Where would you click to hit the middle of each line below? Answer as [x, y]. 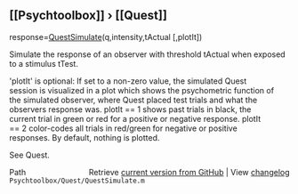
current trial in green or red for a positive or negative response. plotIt [135, 118]
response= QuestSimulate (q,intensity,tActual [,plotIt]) [106, 36]
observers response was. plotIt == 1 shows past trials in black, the [130, 109]
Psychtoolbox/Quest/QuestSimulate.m [77, 181]
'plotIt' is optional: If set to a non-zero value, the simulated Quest [128, 81]
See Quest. [30, 155]
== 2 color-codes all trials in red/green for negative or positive [123, 128]
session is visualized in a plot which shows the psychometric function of [141, 90]
